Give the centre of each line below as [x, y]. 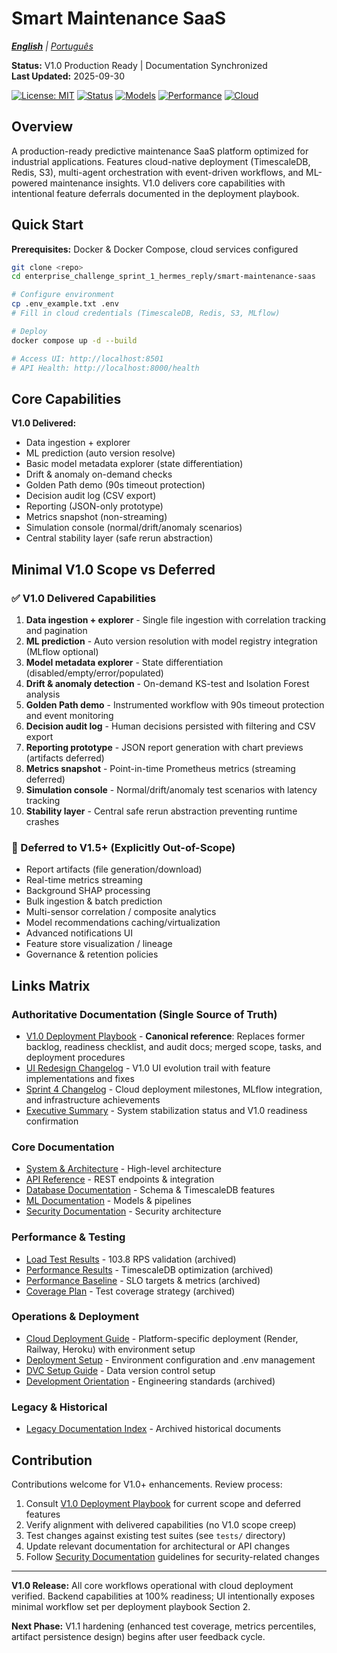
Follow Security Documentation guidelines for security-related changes [172, 1556]
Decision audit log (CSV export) [91, 496]
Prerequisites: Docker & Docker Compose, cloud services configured [155, 249]
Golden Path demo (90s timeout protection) [115, 485]
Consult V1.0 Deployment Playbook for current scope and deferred [163, 1503]
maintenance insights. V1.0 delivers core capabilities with [167, 183]
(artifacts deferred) [65, 758]
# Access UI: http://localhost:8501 [87, 358]
